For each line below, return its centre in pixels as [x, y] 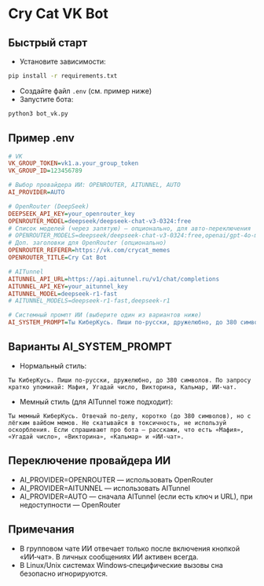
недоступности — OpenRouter [70, 504]
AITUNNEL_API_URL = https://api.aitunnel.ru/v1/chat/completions [114, 279]
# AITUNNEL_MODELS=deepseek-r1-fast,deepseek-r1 [89, 301]
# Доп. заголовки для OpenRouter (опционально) [88, 243]
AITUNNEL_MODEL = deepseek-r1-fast [63, 294]
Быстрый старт [48, 43]
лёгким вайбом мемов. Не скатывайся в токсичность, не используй [117, 423]
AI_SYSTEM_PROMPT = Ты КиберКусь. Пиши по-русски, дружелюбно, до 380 [123, 323]
